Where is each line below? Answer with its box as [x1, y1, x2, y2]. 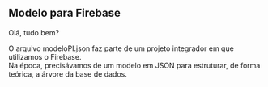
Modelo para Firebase [8, 6, 121, 20]
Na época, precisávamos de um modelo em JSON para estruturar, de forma [8, 60, 261, 70]
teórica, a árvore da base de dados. [8, 68, 127, 79]
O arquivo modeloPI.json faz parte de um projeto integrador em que [8, 43, 235, 53]
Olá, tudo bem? [8, 27, 59, 37]
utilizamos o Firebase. [8, 52, 82, 61]
